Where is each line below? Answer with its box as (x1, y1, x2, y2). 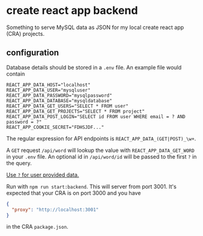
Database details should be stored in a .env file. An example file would (6, 64, 182, 71)
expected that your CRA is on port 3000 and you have (6, 189, 141, 197)
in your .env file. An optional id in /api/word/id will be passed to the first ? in (6, 152, 197, 160)
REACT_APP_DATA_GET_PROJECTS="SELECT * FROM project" (6, 108, 145, 114)
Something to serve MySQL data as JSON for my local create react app (6, 24, 184, 31)
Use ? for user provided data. (6, 171, 79, 179)
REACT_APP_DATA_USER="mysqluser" (6, 87, 91, 93)
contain (6, 70, 25, 77)
